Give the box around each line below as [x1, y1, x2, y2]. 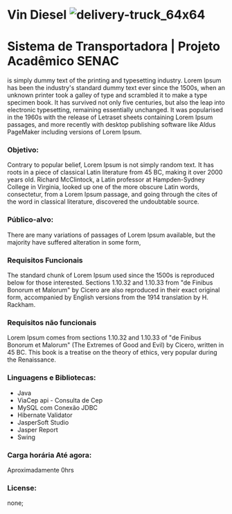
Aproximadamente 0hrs [7, 466, 74, 474]
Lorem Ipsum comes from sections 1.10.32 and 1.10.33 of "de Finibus [7, 333, 202, 342]
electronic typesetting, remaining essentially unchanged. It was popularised [7, 106, 224, 114]
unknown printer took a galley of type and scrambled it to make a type [7, 91, 208, 100]
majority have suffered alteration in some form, [7, 238, 141, 246]
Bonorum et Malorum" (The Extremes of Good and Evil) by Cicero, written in [7, 341, 224, 349]
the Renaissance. [7, 355, 57, 364]
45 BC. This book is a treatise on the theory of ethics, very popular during [7, 348, 217, 357]
